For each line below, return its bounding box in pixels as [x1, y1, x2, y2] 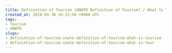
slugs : [5, 31, 19, 36]
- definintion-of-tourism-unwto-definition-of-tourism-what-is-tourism [5, 36, 161, 41]
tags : [5, 17, 17, 22]
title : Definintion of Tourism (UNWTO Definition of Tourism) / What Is [5, 7, 164, 13]
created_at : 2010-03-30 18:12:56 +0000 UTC [5, 12, 100, 17]
